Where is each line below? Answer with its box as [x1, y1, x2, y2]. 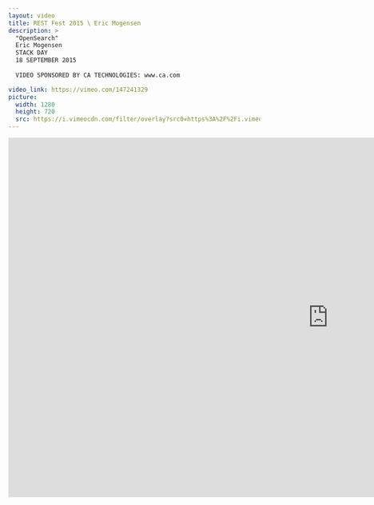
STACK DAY [15, 49, 48, 57]
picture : [8, 93, 38, 101]
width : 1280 [15, 101, 56, 109]
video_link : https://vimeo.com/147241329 [8, 85, 149, 93]
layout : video [8, 11, 56, 20]
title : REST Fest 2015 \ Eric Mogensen [8, 19, 141, 27]
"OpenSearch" [15, 34, 59, 42]
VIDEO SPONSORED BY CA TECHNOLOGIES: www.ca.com [15, 71, 181, 79]
